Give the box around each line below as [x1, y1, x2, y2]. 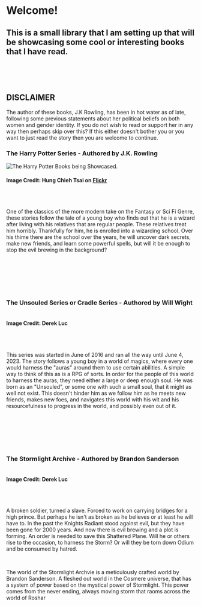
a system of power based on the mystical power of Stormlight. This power [6, 581, 189, 589]
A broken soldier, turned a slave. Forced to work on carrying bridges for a [6, 507, 188, 515]
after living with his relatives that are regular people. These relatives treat [6, 221, 187, 228]
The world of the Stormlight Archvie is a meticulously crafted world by [6, 569, 179, 576]
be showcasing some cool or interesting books [6, 37, 185, 47]
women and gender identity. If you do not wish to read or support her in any [6, 121, 194, 128]
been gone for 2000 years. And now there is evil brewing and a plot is [6, 526, 179, 533]
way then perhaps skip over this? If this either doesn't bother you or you [6, 128, 185, 135]
